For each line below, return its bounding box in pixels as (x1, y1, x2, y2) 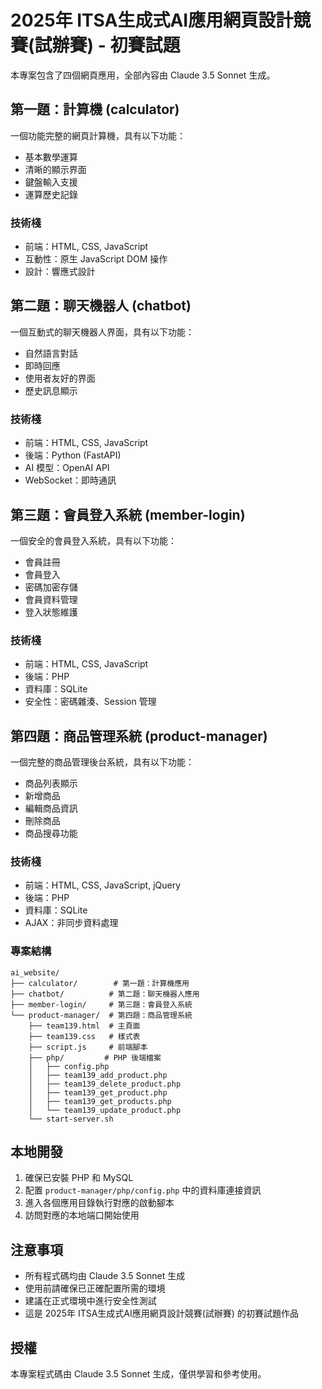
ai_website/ (10, 967, 60, 978)
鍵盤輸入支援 (24, 176, 78, 188)
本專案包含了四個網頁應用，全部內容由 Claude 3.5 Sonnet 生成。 (10, 69, 276, 81)
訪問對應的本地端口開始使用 (24, 1209, 140, 1221)
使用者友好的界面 (24, 372, 96, 384)
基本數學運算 (24, 151, 78, 163)
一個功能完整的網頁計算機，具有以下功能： (10, 129, 186, 141)
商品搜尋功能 (24, 827, 78, 840)
